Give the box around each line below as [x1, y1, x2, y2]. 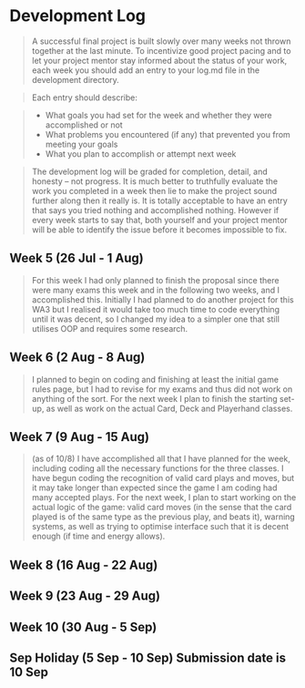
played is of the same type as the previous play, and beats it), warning [31, 511, 296, 522]
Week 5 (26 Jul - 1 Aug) [9, 251, 144, 266]
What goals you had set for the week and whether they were [45, 109, 273, 120]
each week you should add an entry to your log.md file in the [31, 65, 260, 76]
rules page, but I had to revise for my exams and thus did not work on [31, 384, 293, 395]
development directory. [31, 74, 120, 85]
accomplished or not [45, 119, 123, 130]
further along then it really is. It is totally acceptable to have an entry [31, 195, 289, 206]
